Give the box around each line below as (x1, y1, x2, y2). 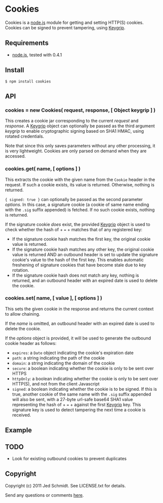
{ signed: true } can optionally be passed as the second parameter (5, 196, 143, 202)
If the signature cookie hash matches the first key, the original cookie (12, 236, 151, 242)
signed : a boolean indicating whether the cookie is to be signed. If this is (12, 386, 157, 392)
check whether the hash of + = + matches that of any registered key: (5, 226, 143, 232)
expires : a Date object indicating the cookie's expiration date (12, 350, 134, 356)
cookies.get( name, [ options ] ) (5, 165, 81, 172)
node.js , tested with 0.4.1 (12, 52, 62, 58)
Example (5, 426, 32, 435)
